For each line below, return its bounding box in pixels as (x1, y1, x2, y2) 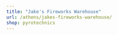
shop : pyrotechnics (6, 20, 56, 26)
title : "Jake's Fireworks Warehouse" (6, 8, 102, 15)
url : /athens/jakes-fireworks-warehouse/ (6, 14, 113, 20)
